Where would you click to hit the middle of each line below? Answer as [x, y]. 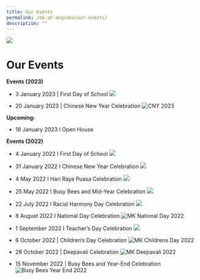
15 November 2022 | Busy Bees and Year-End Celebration [88, 264]
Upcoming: [21, 118]
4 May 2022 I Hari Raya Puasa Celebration [68, 179]
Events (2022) [25, 141]
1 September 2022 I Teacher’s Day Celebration [73, 228]
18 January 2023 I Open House [54, 130]
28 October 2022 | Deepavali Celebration [67, 252]
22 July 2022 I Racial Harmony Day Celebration [75, 204]
